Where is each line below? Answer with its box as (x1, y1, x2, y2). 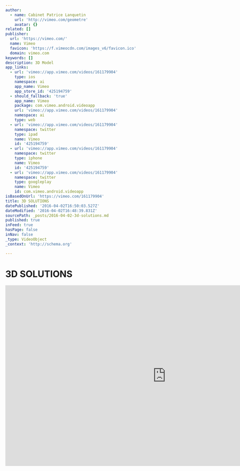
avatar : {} (14, 22, 38, 27)
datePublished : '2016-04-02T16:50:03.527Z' (5, 203, 100, 209)
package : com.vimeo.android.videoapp (14, 103, 95, 108)
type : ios (14, 74, 36, 80)
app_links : (5, 65, 29, 70)
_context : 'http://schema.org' (5, 241, 72, 247)
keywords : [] (5, 55, 33, 61)
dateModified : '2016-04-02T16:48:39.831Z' (5, 208, 97, 213)
